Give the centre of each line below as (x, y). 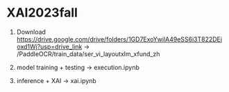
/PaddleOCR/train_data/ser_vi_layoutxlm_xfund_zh (88, 54)
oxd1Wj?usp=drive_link (49, 46)
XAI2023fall (42, 13)
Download (31, 32)
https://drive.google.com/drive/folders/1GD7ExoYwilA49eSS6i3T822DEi (119, 39)
